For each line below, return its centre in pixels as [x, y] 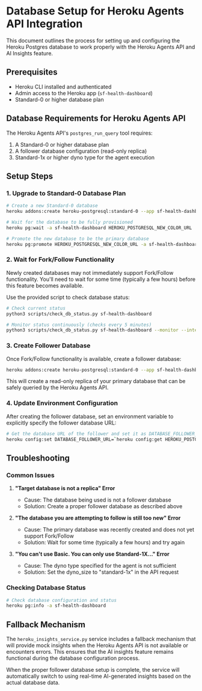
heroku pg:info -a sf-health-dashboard [56, 606]
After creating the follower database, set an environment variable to [90, 416]
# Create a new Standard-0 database [52, 206]
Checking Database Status [46, 588]
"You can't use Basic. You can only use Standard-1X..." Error [92, 554]
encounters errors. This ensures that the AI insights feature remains [90, 652]
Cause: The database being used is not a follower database [97, 500]
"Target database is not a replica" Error [65, 488]
